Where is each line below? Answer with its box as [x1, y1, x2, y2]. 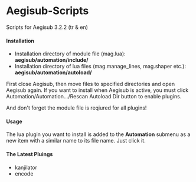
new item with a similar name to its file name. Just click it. [6, 137, 146, 144]
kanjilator [14, 164, 37, 171]
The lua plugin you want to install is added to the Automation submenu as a [6, 131, 191, 138]
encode [14, 170, 34, 177]
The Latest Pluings [6, 150, 53, 157]
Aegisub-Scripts [6, 4, 89, 18]
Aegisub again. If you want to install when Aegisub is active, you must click [6, 87, 189, 94]
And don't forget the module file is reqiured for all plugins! [6, 104, 147, 111]
